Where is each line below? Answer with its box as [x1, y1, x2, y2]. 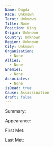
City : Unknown [5, 44, 34, 49]
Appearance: [5, 118, 31, 124]
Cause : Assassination [5, 90, 50, 95]
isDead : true [5, 85, 32, 91]
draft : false [5, 95, 32, 99]
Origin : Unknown [5, 30, 38, 35]
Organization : [5, 49, 34, 53]
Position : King [5, 26, 36, 31]
